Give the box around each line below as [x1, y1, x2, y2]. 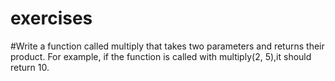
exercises [10, 7, 93, 30]
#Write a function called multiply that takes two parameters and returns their [10, 40, 325, 52]
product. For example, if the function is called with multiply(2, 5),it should [10, 50, 312, 62]
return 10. [10, 61, 50, 73]
